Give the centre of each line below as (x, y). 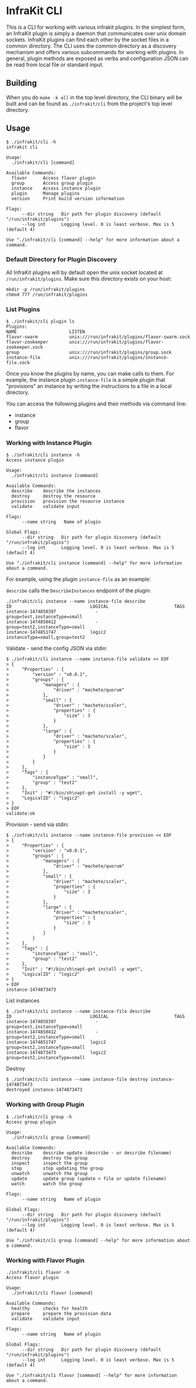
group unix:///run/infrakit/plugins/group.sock (89, 352)
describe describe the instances (56, 491)
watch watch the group (47, 1184)
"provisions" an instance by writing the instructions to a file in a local (89, 386)
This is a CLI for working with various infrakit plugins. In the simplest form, (96, 27)
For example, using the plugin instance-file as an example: (79, 579)
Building (21, 83)
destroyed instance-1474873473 (44, 1090)
